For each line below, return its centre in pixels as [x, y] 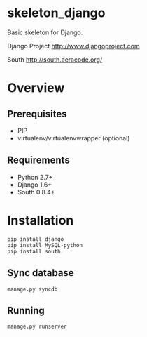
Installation [41, 220]
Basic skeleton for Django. [45, 32]
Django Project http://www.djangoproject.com [73, 46]
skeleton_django [56, 13]
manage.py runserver [37, 327]
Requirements [38, 160]
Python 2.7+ [35, 177]
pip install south [34, 251]
